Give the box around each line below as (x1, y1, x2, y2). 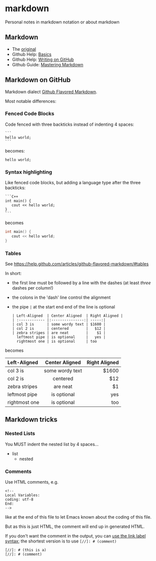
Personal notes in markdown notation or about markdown (5, 19, 120, 25)
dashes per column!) (12, 285, 54, 291)
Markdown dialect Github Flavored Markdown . (5, 89, 97, 95)
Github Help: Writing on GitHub (12, 57, 74, 62)
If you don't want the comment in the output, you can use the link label (5, 533, 146, 539)
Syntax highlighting (5, 169, 52, 175)
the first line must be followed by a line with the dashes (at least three (12, 280, 151, 286)
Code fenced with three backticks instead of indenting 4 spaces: (5, 121, 134, 127)
